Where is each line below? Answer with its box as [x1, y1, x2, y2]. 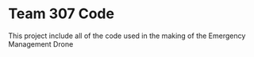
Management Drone [8, 39, 74, 48]
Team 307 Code [8, 5, 115, 23]
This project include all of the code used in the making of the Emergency [8, 31, 246, 40]
